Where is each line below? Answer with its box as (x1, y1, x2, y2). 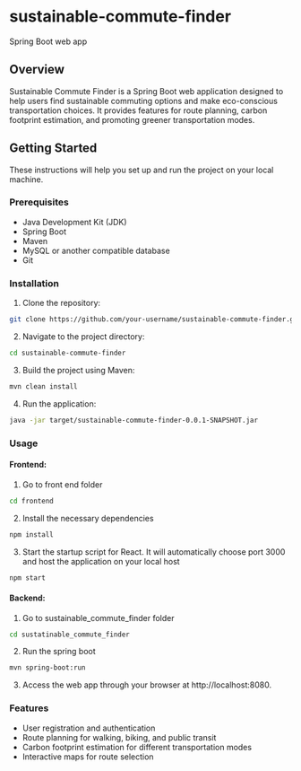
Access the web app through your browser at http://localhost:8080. (21, 679, 271, 690)
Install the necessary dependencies (21, 513, 154, 523)
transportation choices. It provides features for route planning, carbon (9, 105, 268, 116)
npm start (9, 573, 47, 583)
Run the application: (21, 398, 97, 409)
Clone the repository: (21, 298, 101, 309)
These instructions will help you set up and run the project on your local (9, 164, 274, 175)
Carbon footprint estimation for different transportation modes (21, 741, 253, 752)
